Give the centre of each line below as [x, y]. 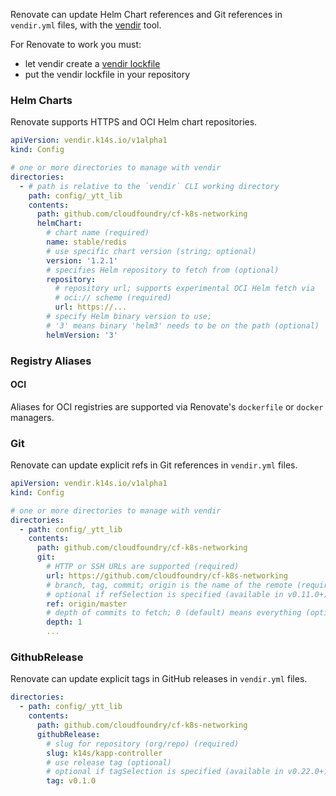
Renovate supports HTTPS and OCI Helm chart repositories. [134, 122]
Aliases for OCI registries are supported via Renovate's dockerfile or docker [167, 406]
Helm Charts [41, 100]
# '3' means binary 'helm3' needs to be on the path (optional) [183, 325]
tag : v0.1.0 [71, 781]
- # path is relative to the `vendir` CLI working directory [149, 186]
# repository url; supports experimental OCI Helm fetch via [184, 289]
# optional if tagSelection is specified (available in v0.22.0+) [187, 772]
